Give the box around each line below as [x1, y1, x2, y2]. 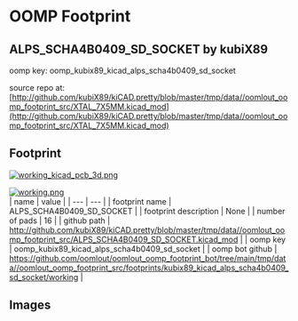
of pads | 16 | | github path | [9, 215, 111, 226]
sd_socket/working [9, 271, 79, 282]
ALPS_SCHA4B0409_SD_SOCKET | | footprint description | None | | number [9, 205, 286, 216]
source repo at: [9, 83, 65, 92]
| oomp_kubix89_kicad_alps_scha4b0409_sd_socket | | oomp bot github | [9, 243, 278, 254]
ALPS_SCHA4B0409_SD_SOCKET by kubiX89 [9, 42, 269, 57]
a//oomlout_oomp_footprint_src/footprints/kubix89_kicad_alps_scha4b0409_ [9, 262, 289, 273]
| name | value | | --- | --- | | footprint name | [9, 196, 172, 206]
